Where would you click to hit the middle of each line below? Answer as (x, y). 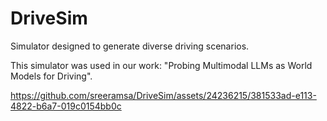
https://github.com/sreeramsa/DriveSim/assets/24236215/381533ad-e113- (163, 95)
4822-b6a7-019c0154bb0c (66, 106)
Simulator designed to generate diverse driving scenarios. (130, 46)
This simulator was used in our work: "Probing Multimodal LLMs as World (161, 65)
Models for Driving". (51, 76)
